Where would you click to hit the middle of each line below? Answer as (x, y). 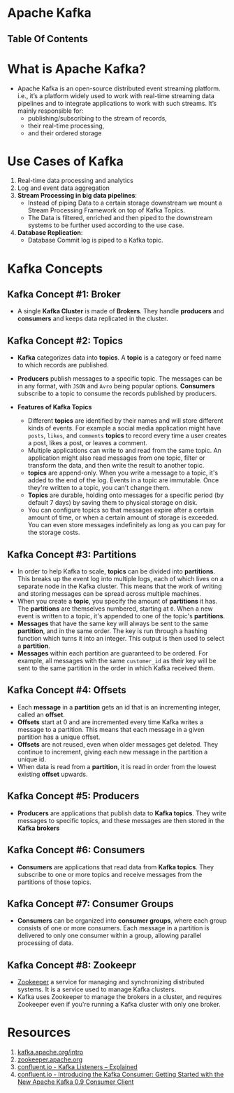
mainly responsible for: (50, 111)
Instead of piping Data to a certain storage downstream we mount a (125, 203)
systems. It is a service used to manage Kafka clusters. (97, 989)
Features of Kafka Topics (54, 407)
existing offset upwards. (52, 774)
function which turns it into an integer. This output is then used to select (121, 639)
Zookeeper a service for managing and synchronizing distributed (111, 982)
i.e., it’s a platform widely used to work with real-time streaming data (116, 95)
